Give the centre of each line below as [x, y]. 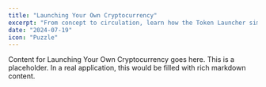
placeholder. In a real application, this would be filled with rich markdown [127, 68]
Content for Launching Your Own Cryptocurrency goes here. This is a [122, 60]
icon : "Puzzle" [33, 37]
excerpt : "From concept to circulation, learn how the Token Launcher [127, 23]
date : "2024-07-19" [40, 30]
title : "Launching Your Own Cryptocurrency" [83, 15]
